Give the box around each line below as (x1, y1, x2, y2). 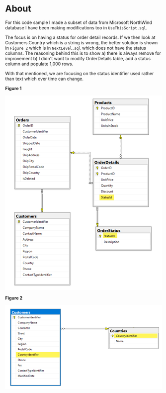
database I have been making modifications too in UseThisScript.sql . (5, 24, 148, 30)
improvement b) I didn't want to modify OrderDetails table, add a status (5, 55, 151, 61)
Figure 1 (5, 85, 22, 91)
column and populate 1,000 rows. (5, 61, 74, 67)
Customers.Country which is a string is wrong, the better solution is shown (5, 39, 158, 45)
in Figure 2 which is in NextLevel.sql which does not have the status (5, 45, 147, 51)
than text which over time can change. (5, 76, 83, 82)
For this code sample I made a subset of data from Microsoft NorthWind (5, 19, 153, 25)
